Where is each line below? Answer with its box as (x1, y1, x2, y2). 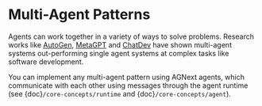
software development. (8, 57, 84, 66)
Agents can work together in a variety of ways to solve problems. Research (8, 32, 254, 41)
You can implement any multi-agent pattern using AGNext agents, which (8, 72, 245, 81)
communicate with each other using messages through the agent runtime (8, 81, 249, 90)
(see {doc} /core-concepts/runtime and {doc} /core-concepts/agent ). (8, 89, 232, 98)
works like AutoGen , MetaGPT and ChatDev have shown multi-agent (8, 40, 233, 49)
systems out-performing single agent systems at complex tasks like (8, 48, 229, 58)
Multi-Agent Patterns (8, 6, 151, 24)
